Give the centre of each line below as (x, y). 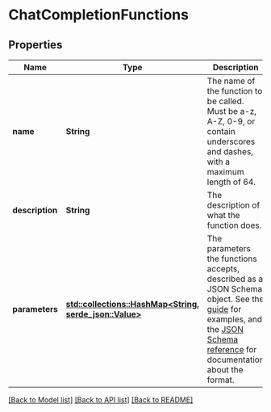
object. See (228, 299)
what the (223, 215)
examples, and (235, 319)
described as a (235, 279)
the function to (235, 91)
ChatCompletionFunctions (99, 15)
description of (233, 205)
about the (225, 370)
